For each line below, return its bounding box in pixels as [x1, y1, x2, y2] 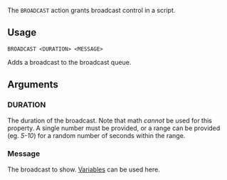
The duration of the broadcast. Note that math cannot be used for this [7, 116, 212, 125]
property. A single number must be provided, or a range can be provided [7, 124, 221, 132]
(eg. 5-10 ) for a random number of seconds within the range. [7, 131, 186, 139]
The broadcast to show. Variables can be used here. [7, 165, 160, 174]
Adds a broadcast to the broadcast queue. [7, 58, 132, 66]
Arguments [7, 78, 59, 91]
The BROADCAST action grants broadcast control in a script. [7, 6, 176, 14]
